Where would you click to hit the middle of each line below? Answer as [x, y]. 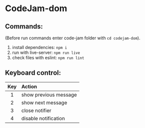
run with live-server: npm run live [46, 52]
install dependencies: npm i [39, 47]
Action [29, 86]
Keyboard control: [33, 73]
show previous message [49, 95]
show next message [44, 102]
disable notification [43, 118]
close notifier [36, 111]
